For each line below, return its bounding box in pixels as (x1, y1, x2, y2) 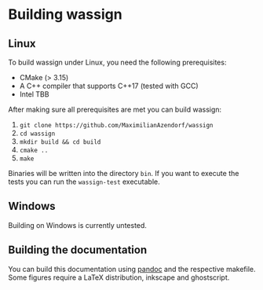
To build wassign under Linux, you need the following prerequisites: (8, 57, 227, 67)
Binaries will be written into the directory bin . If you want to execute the (8, 169, 239, 178)
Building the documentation (8, 244, 148, 257)
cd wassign (19, 130, 56, 138)
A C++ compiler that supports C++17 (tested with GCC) (19, 81, 199, 90)
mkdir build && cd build (19, 138, 101, 146)
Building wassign (8, 6, 123, 24)
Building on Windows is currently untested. (8, 220, 148, 229)
